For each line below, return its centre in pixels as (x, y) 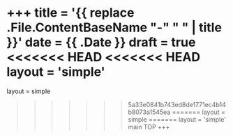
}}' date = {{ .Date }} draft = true (101, 42)
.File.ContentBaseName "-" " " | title (114, 27)
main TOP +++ (149, 127)
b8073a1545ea (149, 112)
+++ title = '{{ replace (70, 13)
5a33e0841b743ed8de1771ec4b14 (177, 104)
